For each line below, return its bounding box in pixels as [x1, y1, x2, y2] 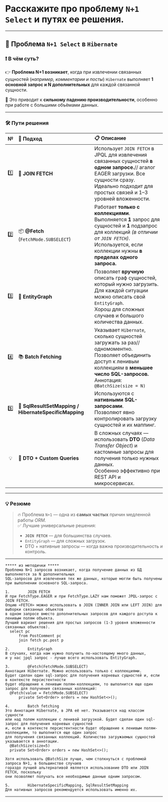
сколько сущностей [94, 333, 142, 340]
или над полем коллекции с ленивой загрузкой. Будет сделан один [5, 717, 144, 722]
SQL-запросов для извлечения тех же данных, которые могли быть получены [5, 576, 162, 581]
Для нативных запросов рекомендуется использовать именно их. [5, 787, 137, 792]
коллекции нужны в [94, 247, 142, 254]
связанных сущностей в [94, 157, 153, 164]
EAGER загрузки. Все [94, 170, 145, 177]
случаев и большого [94, 312, 144, 319]
